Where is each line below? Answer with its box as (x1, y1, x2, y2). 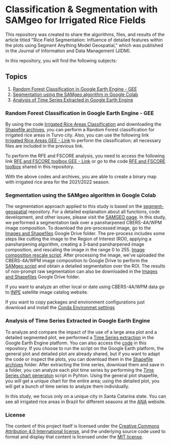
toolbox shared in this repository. (5, 163, 75, 170)
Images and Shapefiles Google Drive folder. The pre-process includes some (5, 230, 165, 237)
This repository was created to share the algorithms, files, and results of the (5, 31, 165, 37)
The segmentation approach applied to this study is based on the (5, 203, 142, 209)
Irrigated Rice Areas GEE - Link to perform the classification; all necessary (5, 137, 161, 144)
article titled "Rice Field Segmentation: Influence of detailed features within (5, 37, 163, 43)
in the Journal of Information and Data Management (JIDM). (5, 48, 131, 54)
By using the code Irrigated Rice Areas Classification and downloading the (5, 121, 162, 127)
